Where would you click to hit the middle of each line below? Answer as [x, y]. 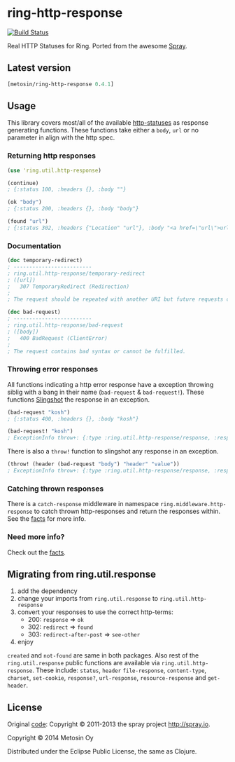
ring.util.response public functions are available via [84, 663]
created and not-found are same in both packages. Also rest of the [103, 655]
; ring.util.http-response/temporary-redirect [76, 273]
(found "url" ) [28, 222]
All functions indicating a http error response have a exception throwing [111, 384]
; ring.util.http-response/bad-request [65, 325]
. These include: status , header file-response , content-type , [120, 670]
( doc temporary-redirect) [45, 261]
